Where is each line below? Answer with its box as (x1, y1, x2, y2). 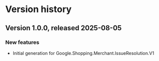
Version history (5, 4, 72, 15)
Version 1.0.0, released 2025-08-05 (5, 24, 122, 32)
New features (5, 39, 40, 46)
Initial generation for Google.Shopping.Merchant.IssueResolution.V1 (12, 50, 154, 56)
